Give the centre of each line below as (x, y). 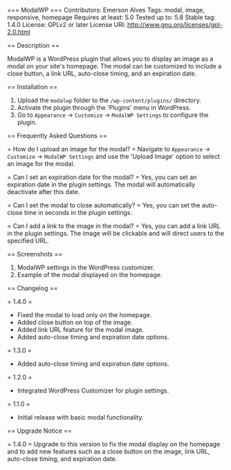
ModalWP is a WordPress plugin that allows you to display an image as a (110, 59)
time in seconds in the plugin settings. (78, 213)
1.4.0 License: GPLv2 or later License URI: (66, 25)
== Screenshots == (35, 254)
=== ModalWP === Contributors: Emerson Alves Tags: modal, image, (106, 10)
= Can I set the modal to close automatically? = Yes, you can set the (104, 205)
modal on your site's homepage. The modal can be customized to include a (114, 66)
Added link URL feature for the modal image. (81, 330)
